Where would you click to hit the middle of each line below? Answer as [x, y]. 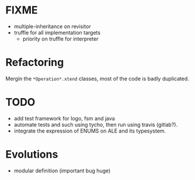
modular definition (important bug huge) [62, 171]
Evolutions [32, 154]
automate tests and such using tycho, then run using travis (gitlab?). [96, 124]
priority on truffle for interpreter [60, 39]
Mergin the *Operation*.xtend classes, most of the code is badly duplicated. [97, 78]
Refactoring [35, 63]
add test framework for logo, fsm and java [64, 118]
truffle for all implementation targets [57, 32]
